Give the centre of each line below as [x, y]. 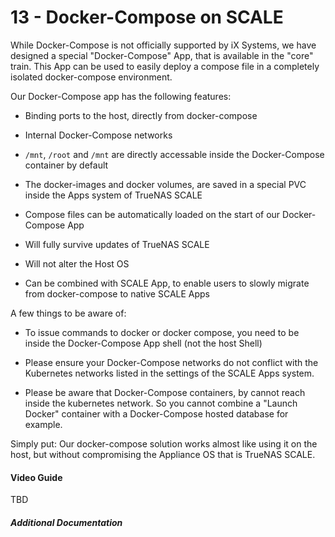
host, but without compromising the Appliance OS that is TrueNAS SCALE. [163, 454]
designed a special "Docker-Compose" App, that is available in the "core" [162, 55]
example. [43, 424]
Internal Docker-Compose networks [98, 135]
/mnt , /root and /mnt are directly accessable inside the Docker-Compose [174, 154]
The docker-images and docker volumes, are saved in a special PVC [165, 184]
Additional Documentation [66, 522]
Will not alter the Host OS [77, 263]
